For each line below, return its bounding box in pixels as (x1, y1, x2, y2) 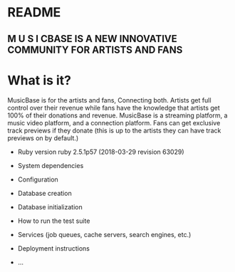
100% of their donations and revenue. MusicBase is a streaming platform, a (7, 111, 228, 120)
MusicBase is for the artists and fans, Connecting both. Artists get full (7, 95, 211, 104)
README (7, 4, 61, 21)
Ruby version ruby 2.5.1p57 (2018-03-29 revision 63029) (17, 147, 184, 156)
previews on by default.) (7, 133, 79, 142)
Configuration (17, 175, 58, 184)
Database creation (17, 189, 73, 197)
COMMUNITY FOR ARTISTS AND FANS (7, 43, 183, 56)
